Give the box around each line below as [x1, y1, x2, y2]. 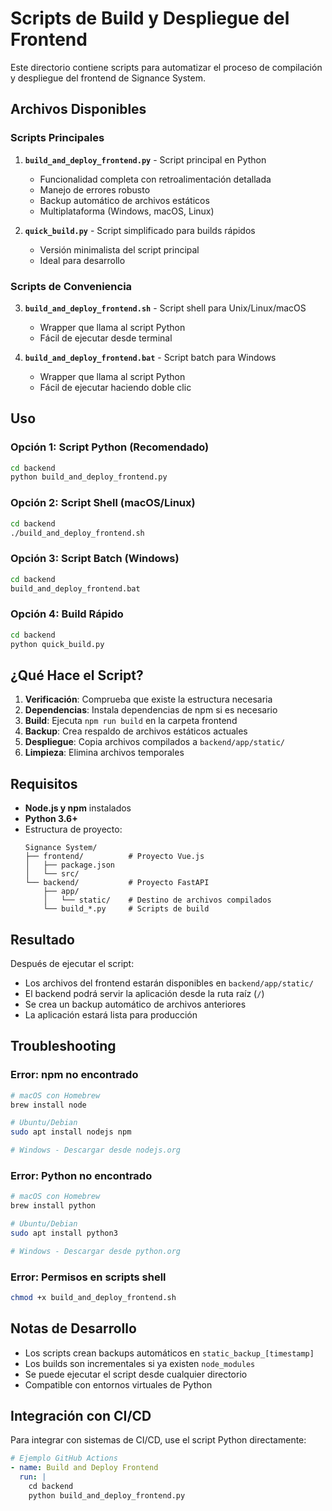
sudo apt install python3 [10, 1228, 118, 1238]
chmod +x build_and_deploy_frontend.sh [10, 1292, 177, 1302]
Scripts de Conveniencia [10, 279, 133, 293]
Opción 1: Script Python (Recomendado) [10, 440, 210, 454]
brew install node [10, 1100, 87, 1110]
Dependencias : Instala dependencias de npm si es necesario [24, 704, 278, 716]
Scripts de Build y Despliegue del [10, 7, 290, 30]
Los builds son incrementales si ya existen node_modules [24, 1357, 256, 1369]
